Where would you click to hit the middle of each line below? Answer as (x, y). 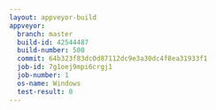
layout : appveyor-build (53, 17)
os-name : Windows (49, 83)
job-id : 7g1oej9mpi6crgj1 (65, 67)
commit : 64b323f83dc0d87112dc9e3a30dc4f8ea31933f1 (112, 59)
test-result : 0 (45, 91)
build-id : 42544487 (53, 42)
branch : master (45, 34)
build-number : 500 (51, 51)
